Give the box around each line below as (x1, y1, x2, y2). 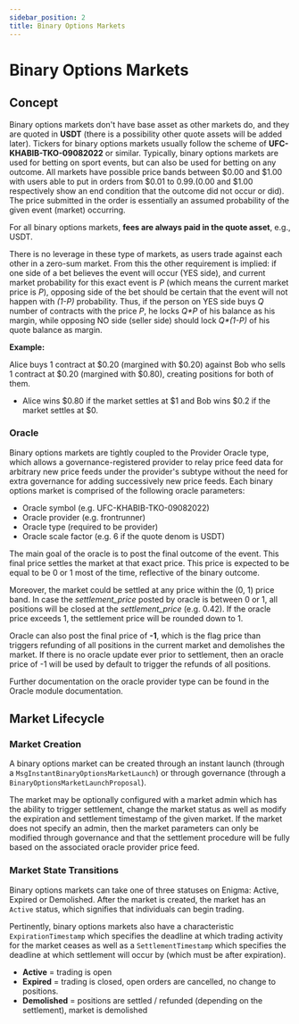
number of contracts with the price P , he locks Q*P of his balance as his (9, 305, 276, 316)
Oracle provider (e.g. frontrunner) (21, 512, 145, 522)
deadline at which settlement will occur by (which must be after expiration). (9, 949, 287, 960)
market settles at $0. (21, 404, 98, 415)
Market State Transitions (9, 864, 119, 877)
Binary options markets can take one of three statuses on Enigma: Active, (9, 885, 279, 895)
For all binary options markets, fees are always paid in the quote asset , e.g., (9, 221, 291, 232)
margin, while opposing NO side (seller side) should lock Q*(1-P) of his (9, 314, 270, 326)
